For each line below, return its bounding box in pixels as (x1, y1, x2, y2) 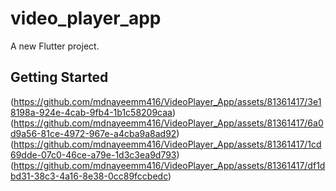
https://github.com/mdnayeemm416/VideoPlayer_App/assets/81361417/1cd (13, 138, 322, 150)
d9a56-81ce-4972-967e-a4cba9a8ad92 (10, 127, 177, 139)
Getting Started (10, 69, 109, 86)
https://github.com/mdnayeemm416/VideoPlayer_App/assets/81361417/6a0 (13, 117, 324, 129)
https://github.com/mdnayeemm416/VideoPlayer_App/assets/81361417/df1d (13, 159, 326, 171)
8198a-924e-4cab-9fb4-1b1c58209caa (10, 106, 173, 118)
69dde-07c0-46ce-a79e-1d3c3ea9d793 (10, 148, 177, 161)
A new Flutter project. (10, 40, 100, 52)
